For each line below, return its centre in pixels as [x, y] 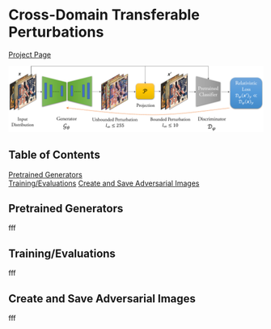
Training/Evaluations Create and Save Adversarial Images [104, 183]
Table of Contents [55, 155]
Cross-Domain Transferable [104, 15]
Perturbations [56, 32]
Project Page [30, 54]
